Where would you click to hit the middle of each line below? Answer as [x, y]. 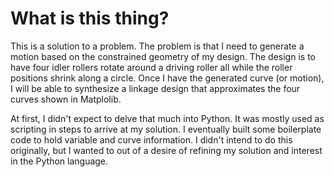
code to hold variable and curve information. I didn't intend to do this [151, 139]
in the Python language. [59, 161]
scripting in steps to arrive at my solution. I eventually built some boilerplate [166, 129]
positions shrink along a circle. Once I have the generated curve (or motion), [167, 78]
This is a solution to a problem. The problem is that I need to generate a [157, 46]
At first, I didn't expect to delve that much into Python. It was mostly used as [167, 118]
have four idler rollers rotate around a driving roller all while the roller [151, 67]
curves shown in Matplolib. [66, 99]
